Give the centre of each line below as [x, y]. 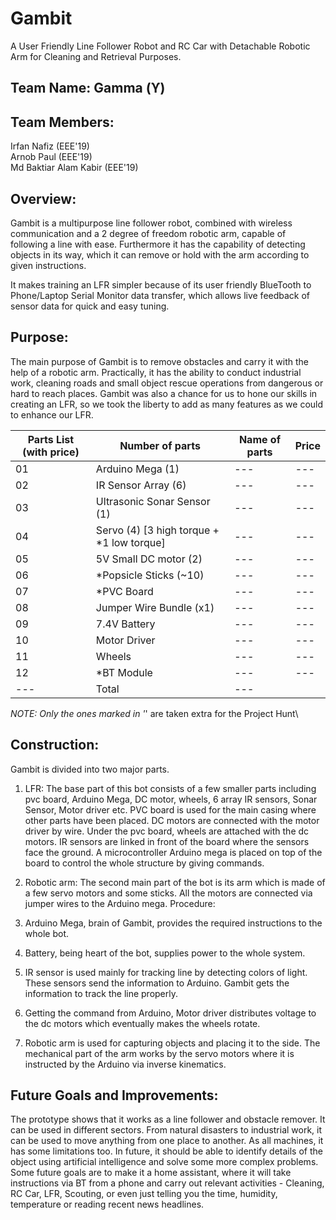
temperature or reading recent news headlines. [107, 1204]
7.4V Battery [125, 624]
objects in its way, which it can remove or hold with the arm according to [160, 254]
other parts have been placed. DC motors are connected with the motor [172, 820]
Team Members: [62, 122]
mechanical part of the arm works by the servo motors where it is [159, 1053]
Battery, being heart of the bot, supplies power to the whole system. [165, 953]
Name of [259, 439]
